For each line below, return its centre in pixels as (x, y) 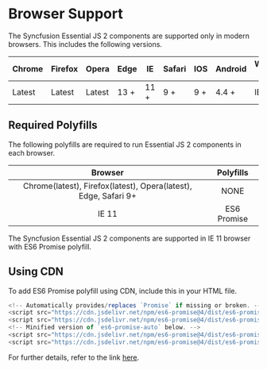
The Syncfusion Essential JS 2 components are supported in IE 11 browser (130, 238)
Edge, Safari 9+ (107, 195)
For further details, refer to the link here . (74, 357)
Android (231, 68)
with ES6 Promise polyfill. (50, 246)
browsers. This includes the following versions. (85, 44)
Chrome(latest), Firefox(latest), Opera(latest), (107, 186)
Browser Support (66, 14)
